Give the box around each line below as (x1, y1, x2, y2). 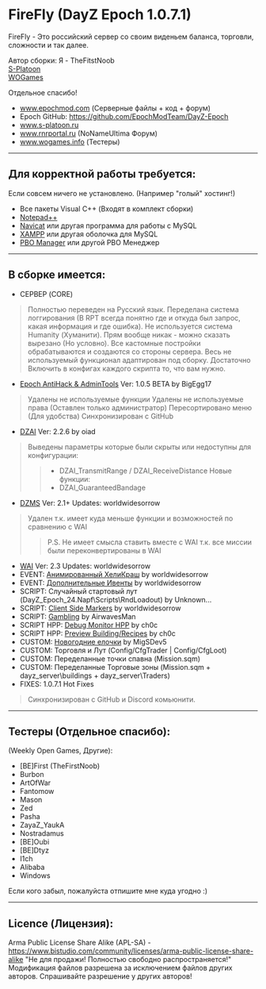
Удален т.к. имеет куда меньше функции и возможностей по (27, 514, 234, 523)
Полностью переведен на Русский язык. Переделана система (27, 304, 239, 314)
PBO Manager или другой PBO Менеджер (19, 237, 160, 247)
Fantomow (19, 787, 55, 796)
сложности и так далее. (8, 40, 89, 49)
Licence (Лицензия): (8, 917, 114, 930)
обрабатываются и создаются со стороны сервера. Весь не (27, 347, 232, 356)
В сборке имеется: (8, 268, 106, 282)
